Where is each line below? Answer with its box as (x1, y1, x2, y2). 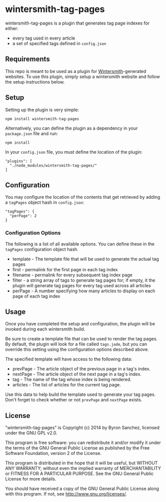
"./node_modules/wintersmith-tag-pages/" (9, 163, 97, 168)
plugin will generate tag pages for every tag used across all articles (12, 282, 151, 288)
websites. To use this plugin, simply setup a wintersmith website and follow (5, 74, 160, 80)
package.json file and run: (5, 130, 58, 136)
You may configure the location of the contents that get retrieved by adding (5, 194, 160, 200)
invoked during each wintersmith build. (5, 326, 85, 332)
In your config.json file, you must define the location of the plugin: (5, 149, 142, 155)
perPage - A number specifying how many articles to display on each (12, 288, 155, 294)
